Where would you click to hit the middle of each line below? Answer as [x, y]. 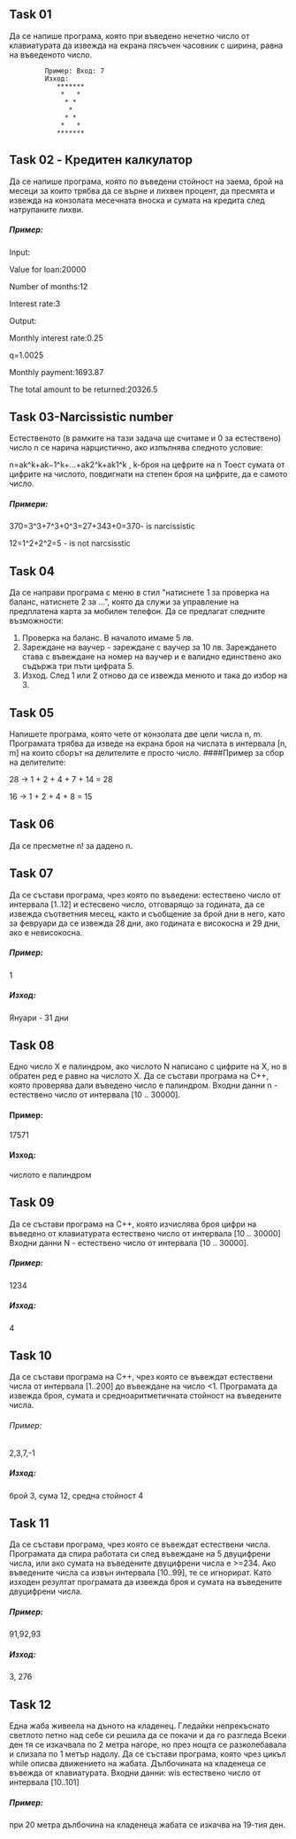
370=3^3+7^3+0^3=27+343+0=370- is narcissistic [102, 527]
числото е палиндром [50, 1174]
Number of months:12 [49, 286]
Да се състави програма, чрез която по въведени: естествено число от [145, 895]
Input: [20, 252]
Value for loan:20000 [48, 269]
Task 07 [31, 874]
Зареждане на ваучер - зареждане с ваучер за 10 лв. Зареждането [149, 647]
